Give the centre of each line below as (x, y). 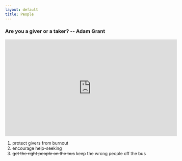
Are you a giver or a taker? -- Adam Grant (55, 31)
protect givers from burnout (40, 143)
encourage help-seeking (37, 148)
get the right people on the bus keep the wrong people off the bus (79, 153)
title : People (20, 14)
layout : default (22, 10)
